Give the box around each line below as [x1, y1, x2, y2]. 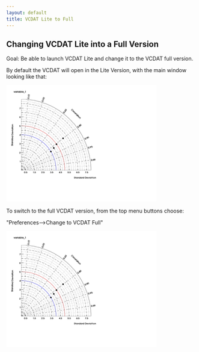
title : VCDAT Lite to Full [6, 16, 74, 22]
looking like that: [6, 73, 47, 81]
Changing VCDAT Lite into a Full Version [6, 39, 159, 49]
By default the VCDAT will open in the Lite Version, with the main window [6, 67, 187, 74]
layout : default [6, 10, 47, 16]
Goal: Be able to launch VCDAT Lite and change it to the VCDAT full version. [6, 55, 194, 63]
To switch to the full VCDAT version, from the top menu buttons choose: [6, 208, 185, 215]
